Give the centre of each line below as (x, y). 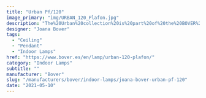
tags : (13, 35)
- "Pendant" (27, 46)
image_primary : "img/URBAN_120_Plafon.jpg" (63, 18)
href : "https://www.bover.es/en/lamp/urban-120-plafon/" (81, 57)
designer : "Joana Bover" (38, 29)
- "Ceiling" (27, 40)
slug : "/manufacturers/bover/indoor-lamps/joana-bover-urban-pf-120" (97, 80)
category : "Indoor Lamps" (39, 63)
